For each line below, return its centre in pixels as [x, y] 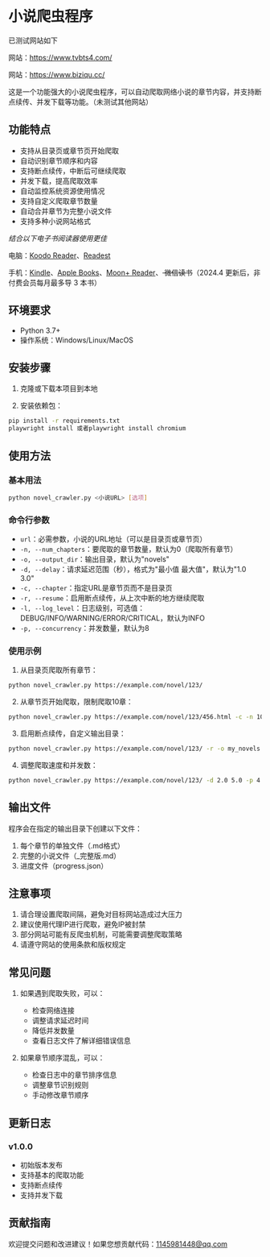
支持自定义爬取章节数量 [59, 201]
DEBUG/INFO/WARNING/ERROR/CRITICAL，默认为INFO [112, 618]
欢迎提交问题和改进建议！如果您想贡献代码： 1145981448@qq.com [118, 1244]
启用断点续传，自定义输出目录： [73, 733]
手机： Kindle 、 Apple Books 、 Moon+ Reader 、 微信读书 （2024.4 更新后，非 [135, 272]
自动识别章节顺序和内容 [59, 160]
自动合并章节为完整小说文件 [66, 211]
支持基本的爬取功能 [52, 1175]
